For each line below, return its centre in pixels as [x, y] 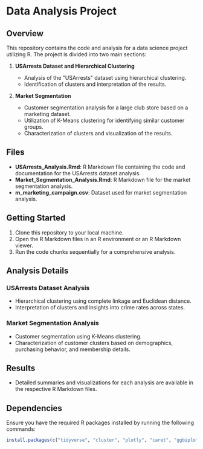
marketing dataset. [47, 114]
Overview [25, 34]
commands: [21, 429]
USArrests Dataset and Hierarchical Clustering [75, 66]
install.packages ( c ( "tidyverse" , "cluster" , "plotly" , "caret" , [89, 440]
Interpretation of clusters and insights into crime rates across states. [100, 308]
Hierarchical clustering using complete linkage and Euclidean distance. [103, 301]
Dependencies [34, 408]
